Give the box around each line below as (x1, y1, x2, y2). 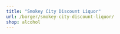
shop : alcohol (6, 19, 41, 25)
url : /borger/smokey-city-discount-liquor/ (6, 14, 115, 20)
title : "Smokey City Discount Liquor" (6, 8, 101, 14)
